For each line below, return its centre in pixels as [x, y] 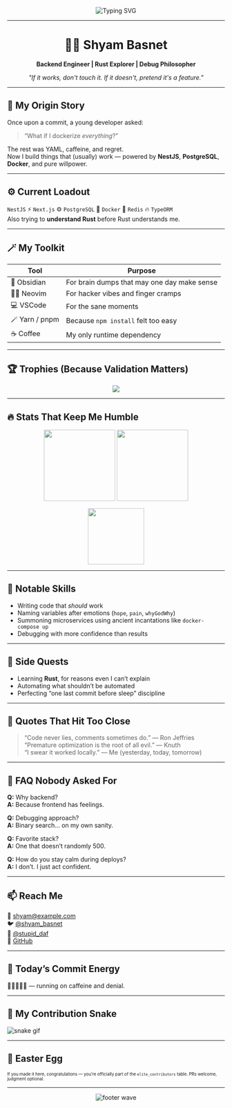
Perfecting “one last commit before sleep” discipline [91, 693]
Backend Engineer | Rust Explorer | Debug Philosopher [116, 64]
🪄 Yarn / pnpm [35, 320]
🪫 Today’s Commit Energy [64, 969]
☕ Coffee [26, 333]
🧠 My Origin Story [46, 106]
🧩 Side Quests [38, 662]
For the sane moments [102, 306]
